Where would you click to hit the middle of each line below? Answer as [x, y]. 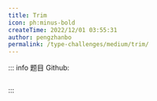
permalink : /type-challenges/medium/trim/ [78, 45]
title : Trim [27, 15]
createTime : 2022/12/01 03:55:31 [63, 30]
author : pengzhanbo [40, 37]
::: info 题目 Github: [39, 68]
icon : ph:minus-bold [42, 23]
